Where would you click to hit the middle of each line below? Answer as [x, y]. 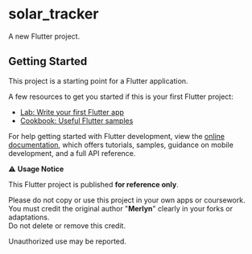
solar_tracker [54, 14]
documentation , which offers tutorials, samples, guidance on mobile [121, 145]
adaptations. [29, 217]
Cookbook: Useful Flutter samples [76, 121]
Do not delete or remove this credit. [67, 225]
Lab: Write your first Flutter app [72, 112]
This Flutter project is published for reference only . [93, 184]
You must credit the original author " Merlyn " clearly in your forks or [121, 208]
